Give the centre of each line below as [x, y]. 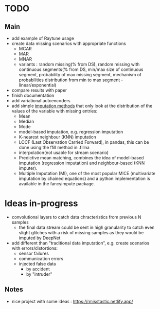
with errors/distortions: [35, 248]
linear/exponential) [38, 85]
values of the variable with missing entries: [54, 111]
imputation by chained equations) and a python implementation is [84, 178]
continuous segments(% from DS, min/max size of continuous [81, 69]
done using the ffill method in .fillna [54, 147]
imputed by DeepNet [40, 238]
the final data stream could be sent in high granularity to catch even [87, 227]
